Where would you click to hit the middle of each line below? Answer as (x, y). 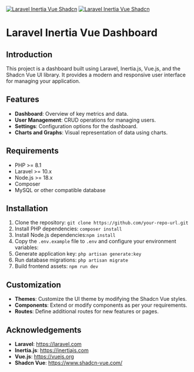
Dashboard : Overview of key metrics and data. (71, 113)
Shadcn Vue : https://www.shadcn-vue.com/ (68, 363)
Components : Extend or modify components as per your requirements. (101, 305)
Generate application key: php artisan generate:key (78, 254)
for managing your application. (43, 81)
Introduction (29, 54)
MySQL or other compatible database (60, 190)
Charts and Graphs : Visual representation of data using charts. (91, 132)
